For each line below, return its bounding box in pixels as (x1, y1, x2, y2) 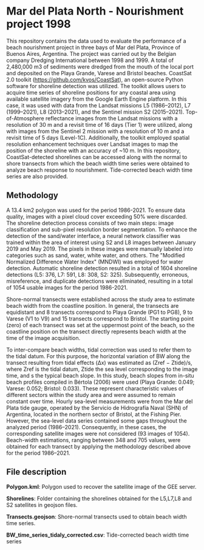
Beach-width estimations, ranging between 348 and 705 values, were (6, 436, 181, 444)
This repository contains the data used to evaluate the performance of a (6, 37, 186, 44)
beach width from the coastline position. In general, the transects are (6, 302, 179, 309)
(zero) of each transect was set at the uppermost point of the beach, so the (6, 321, 195, 328)
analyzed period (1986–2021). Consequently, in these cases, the (6, 423, 167, 430)
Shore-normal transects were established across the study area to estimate (6, 296, 195, 303)
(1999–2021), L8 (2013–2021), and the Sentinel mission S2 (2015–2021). (6, 108, 185, 115)
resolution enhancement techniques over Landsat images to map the (6, 140, 178, 148)
